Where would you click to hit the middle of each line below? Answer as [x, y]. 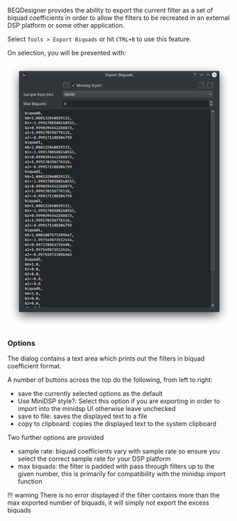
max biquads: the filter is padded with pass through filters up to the [116, 466]
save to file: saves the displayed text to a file [82, 416]
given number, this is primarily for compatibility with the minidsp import [121, 474]
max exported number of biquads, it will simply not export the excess [108, 503]
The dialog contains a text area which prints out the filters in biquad [106, 358]
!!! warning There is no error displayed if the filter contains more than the [114, 495]
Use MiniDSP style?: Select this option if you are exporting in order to [118, 401]
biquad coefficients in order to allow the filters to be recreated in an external [118, 18]
